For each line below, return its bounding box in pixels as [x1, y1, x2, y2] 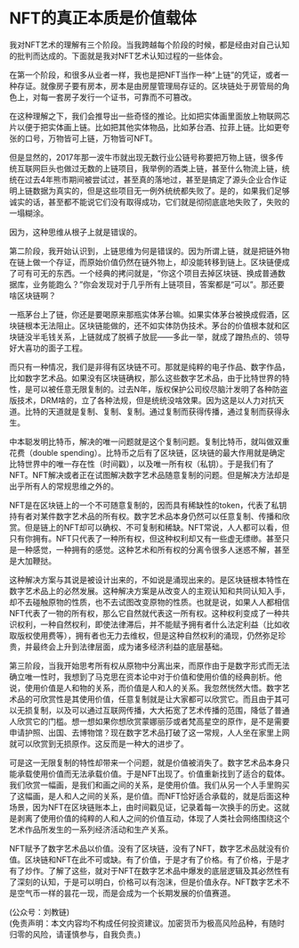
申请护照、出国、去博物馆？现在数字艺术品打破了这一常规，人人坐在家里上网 [9, 727, 290, 738]
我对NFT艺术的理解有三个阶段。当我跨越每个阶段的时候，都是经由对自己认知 [9, 39, 290, 50]
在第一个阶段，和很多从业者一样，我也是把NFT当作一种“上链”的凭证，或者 [9, 69, 282, 80]
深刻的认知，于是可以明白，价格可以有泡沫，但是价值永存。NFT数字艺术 [16, 876, 282, 887]
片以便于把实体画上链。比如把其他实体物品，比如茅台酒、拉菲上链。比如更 [9, 121, 282, 132]
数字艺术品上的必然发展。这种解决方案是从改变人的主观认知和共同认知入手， [9, 585, 290, 596]
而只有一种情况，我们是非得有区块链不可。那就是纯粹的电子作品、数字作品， [9, 361, 290, 372]
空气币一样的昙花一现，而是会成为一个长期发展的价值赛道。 [16, 887, 236, 898]
